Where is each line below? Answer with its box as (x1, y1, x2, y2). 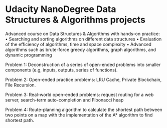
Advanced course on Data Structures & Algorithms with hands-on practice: (5, 30, 160, 36)
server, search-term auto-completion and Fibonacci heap (5, 96, 124, 103)
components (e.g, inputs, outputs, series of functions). (5, 66, 118, 73)
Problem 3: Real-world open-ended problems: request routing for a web (5, 91, 154, 97)
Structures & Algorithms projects (5, 14, 145, 25)
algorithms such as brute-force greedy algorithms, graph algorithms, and (5, 46, 156, 52)
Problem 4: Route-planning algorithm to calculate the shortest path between (5, 106, 162, 112)
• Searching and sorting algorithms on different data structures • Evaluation (5, 36, 162, 42)
